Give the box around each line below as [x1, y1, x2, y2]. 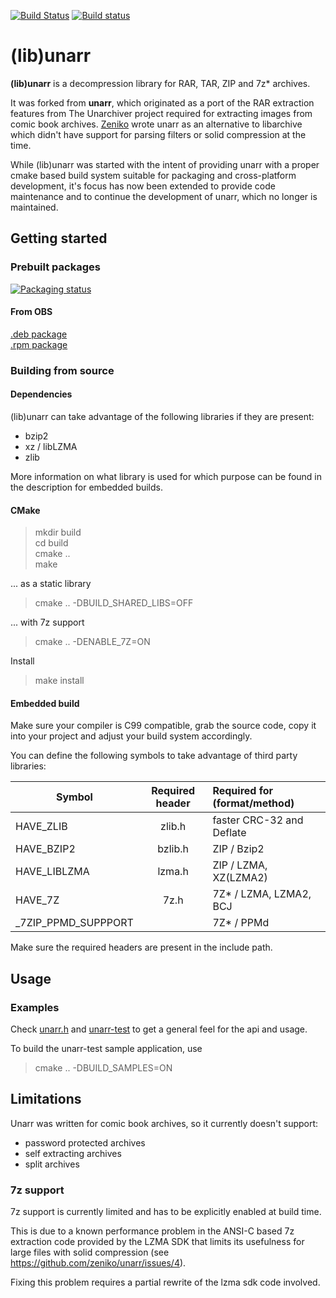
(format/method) [212, 796, 295, 810]
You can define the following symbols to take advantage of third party [10, 750, 298, 762]
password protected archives [24, 1136, 146, 1149]
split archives [24, 1158, 80, 1170]
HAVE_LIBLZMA [15, 865, 90, 879]
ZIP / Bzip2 [212, 842, 265, 856]
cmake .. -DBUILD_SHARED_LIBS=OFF [34, 597, 194, 609]
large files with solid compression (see [10, 1246, 170, 1259]
